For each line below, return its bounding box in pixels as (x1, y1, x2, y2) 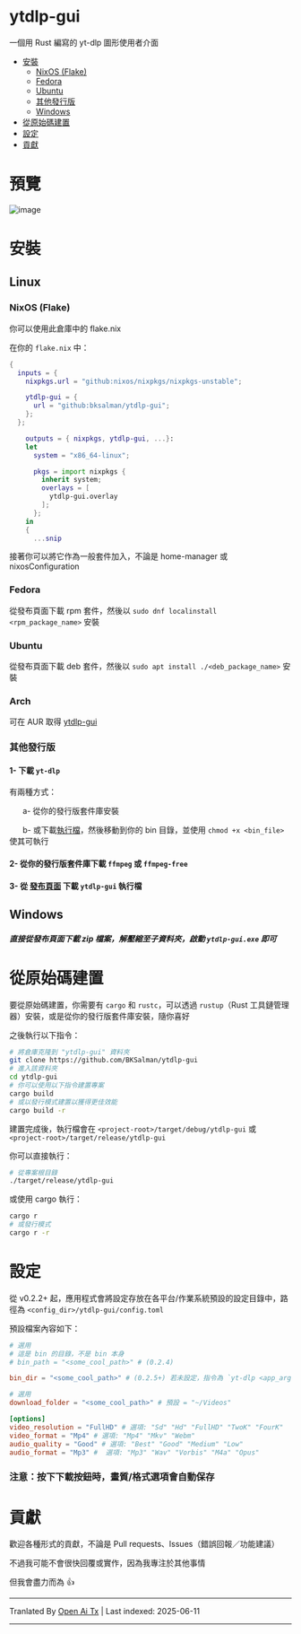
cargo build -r (9, 1105, 66, 1114)
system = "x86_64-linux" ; (32, 450, 130, 459)
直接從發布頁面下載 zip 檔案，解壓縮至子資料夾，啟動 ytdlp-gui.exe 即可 (9, 933, 277, 944)
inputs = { (17, 368, 58, 378)
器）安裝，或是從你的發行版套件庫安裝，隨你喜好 (9, 1010, 190, 1021)
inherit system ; (41, 476, 102, 485)
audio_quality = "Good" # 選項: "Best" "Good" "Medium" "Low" (9, 1439, 244, 1448)
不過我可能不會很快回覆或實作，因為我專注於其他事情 (9, 1558, 206, 1568)
